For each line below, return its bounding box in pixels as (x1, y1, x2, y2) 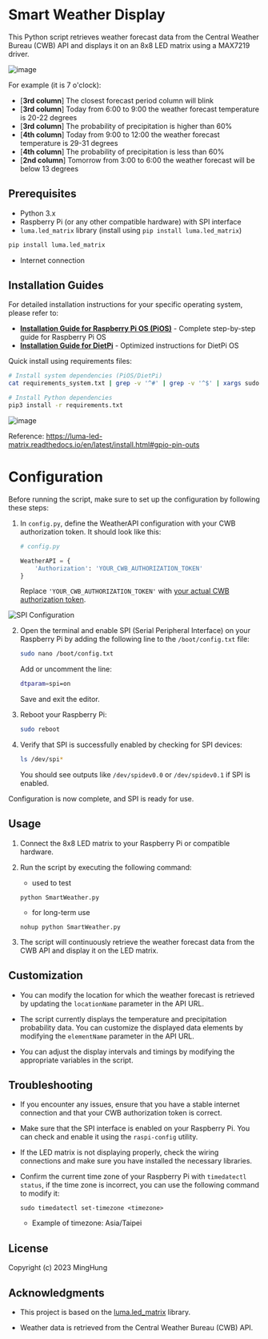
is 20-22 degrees (19, 112, 78, 122)
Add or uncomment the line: (19, 664, 112, 674)
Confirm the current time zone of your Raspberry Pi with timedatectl (19, 1172, 247, 1181)
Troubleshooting (8, 1078, 94, 1091)
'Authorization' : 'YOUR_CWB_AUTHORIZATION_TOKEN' (34, 564, 203, 572)
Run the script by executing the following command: (19, 862, 192, 872)
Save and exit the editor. (19, 695, 100, 704)
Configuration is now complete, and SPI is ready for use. (8, 793, 194, 803)
